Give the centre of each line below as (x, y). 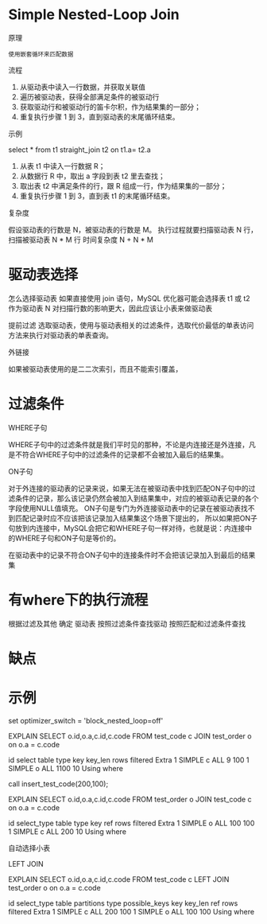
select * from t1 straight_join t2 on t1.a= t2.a (79, 150)
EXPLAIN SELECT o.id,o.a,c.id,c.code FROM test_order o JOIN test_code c (130, 799)
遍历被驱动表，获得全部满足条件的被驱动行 (89, 96)
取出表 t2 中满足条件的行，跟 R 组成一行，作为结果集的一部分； (123, 185)
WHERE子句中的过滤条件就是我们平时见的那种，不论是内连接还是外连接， (129, 444)
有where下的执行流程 (78, 600)
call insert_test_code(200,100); (58, 784)
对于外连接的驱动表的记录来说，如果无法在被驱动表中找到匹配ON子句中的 (128, 488)
